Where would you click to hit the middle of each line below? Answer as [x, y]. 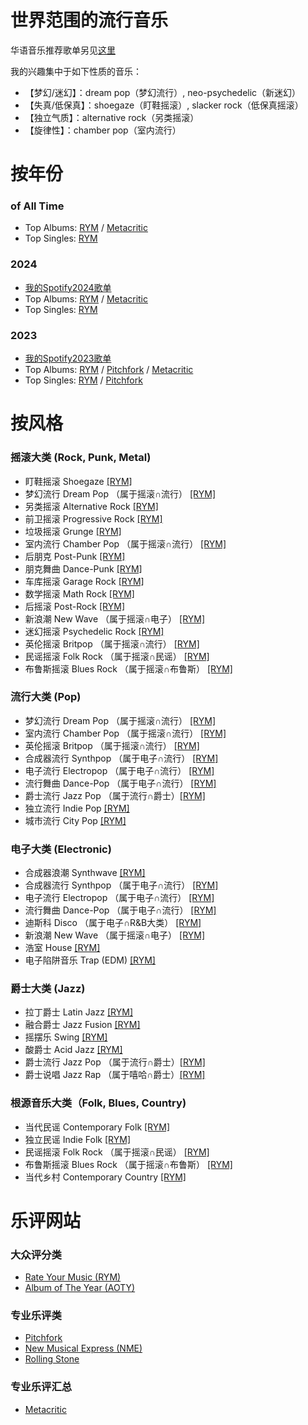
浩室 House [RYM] [62, 948]
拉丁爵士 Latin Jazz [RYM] [78, 1012]
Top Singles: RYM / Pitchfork [83, 380]
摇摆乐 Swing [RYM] [66, 1037]
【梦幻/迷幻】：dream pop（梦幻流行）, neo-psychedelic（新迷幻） [163, 92]
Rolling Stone [52, 1359]
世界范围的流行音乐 [89, 20]
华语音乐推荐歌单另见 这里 [63, 50]
